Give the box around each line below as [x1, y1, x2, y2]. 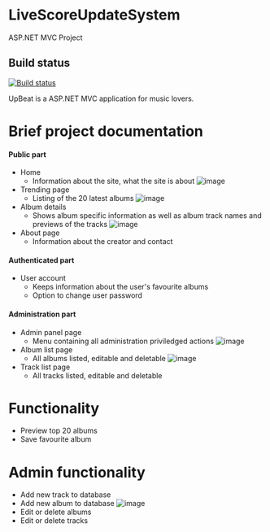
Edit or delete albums [20, 507, 92, 517]
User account [20, 273, 67, 283]
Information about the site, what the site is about [32, 177, 195, 186]
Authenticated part [8, 255, 75, 265]
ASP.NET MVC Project [8, 33, 83, 42]
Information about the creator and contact [32, 237, 173, 246]
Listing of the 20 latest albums [32, 194, 134, 203]
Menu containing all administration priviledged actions [32, 336, 214, 346]
